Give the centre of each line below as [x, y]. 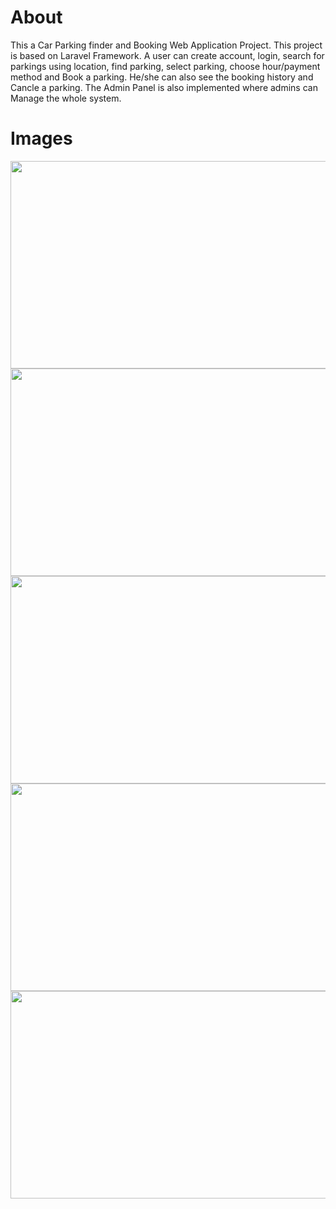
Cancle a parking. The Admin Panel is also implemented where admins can [164, 87]
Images [41, 138]
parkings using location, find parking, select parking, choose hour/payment [165, 66]
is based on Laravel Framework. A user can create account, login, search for [167, 55]
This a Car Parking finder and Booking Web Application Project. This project [166, 45]
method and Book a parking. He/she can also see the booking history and [162, 77]
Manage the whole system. [66, 98]
